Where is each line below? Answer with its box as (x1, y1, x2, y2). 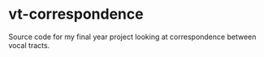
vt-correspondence (8, 5, 144, 24)
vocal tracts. (8, 40, 50, 50)
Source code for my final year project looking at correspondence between (8, 32, 257, 42)
